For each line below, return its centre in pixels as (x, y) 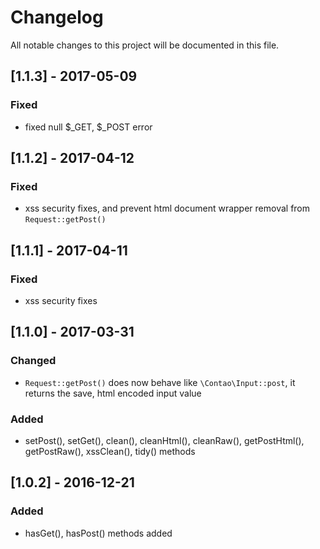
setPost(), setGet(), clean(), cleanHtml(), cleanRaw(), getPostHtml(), (164, 440)
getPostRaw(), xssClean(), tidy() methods (110, 451)
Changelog (57, 17)
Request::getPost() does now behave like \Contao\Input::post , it (160, 382)
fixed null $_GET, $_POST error (88, 127)
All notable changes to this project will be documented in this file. (145, 45)
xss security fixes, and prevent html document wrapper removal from (167, 208)
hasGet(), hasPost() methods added (98, 533)
